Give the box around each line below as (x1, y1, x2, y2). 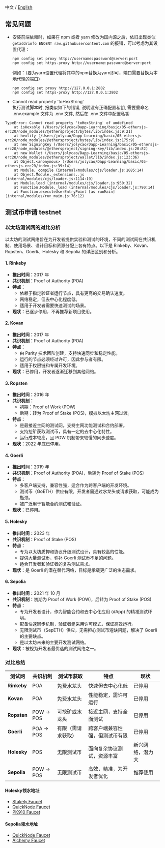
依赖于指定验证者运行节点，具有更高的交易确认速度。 (19, 290, 128, 296)
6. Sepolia (5, 578, 26, 584)
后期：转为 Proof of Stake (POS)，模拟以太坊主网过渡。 (19, 410, 132, 416)
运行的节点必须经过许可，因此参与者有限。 (19, 356, 106, 362)
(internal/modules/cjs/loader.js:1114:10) (5, 176, 93, 181)
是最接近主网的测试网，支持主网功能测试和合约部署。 (19, 423, 128, 428)
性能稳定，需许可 (88, 692, 128, 698)
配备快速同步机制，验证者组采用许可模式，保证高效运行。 (19, 621, 136, 627)
